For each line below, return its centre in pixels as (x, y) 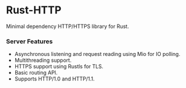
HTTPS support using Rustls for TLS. (59, 66)
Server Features (30, 41)
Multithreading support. (43, 60)
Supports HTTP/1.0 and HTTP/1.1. (54, 79)
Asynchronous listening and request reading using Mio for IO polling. (97, 54)
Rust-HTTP (34, 10)
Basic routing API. (36, 73)
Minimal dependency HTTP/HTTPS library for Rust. (68, 26)
